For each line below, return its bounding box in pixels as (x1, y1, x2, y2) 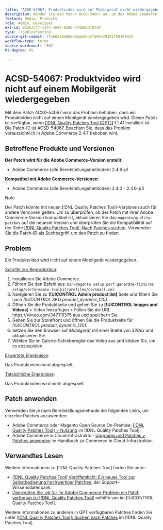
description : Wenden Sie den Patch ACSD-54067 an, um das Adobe (5, 12, 138, 17)
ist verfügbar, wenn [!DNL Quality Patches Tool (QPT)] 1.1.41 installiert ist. (5, 120, 151, 126)
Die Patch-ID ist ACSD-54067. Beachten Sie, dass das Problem (5, 125, 131, 131)
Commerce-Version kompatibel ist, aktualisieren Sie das (5, 215, 117, 221)
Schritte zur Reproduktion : (5, 267, 58, 273)
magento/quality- (117, 216, 153, 221)
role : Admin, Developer (5, 20, 53, 26)
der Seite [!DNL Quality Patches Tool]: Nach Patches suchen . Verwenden (5, 225, 151, 231)
